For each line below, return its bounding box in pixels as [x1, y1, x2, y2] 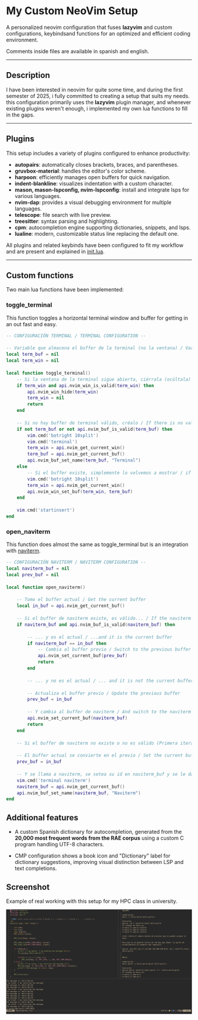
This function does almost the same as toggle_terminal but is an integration [6, 541, 189, 548]
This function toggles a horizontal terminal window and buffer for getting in [6, 314, 189, 321]
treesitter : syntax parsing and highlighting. [14, 217, 119, 225]
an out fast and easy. [6, 320, 57, 327]
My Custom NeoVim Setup [6, 4, 138, 18]
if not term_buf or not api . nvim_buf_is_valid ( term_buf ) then [16, 426, 173, 432]
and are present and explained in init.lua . [6, 248, 105, 255]
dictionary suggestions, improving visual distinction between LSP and [14, 859, 184, 866]
